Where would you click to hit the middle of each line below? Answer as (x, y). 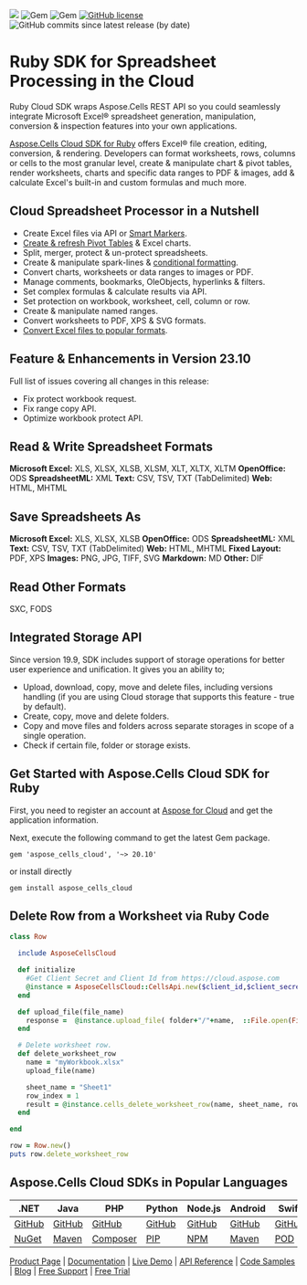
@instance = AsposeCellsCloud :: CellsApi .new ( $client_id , (137, 986)
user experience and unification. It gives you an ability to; (117, 669)
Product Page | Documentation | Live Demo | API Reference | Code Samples (152, 1261)
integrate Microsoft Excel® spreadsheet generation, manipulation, (133, 116)
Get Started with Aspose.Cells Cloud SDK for (139, 774)
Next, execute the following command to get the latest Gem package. (140, 837)
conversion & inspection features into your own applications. (123, 126)
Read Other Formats (68, 587)
